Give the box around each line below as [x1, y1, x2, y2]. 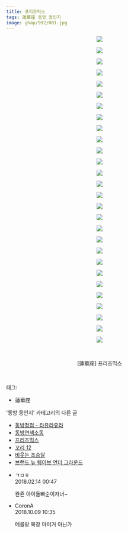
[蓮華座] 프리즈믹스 [76, 360, 123, 367]
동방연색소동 [14, 429, 44, 436]
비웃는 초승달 [14, 452, 46, 459]
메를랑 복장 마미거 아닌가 [14, 521, 72, 528]
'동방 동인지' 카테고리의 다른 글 [6, 409, 78, 416]
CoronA [14, 502, 34, 509]
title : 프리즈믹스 [6, 8, 46, 15]
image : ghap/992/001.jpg [6, 20, 68, 26]
